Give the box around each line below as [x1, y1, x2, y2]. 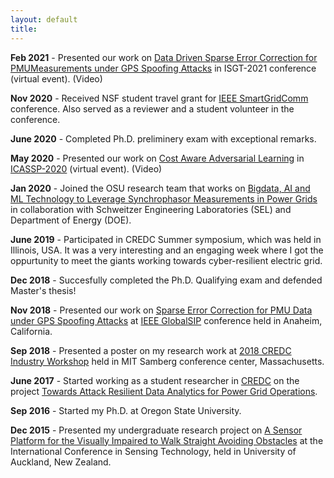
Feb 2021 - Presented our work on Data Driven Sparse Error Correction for [10, 51, 318, 63]
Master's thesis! [10, 284, 77, 296]
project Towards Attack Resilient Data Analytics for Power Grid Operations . [10, 385, 318, 397]
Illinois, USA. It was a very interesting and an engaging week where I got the [10, 244, 324, 256]
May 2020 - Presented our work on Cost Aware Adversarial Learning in [10, 152, 305, 164]
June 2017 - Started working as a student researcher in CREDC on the [10, 374, 300, 386]
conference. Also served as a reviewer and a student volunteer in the [10, 102, 295, 115]
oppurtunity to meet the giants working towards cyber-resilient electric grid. [10, 254, 323, 266]
